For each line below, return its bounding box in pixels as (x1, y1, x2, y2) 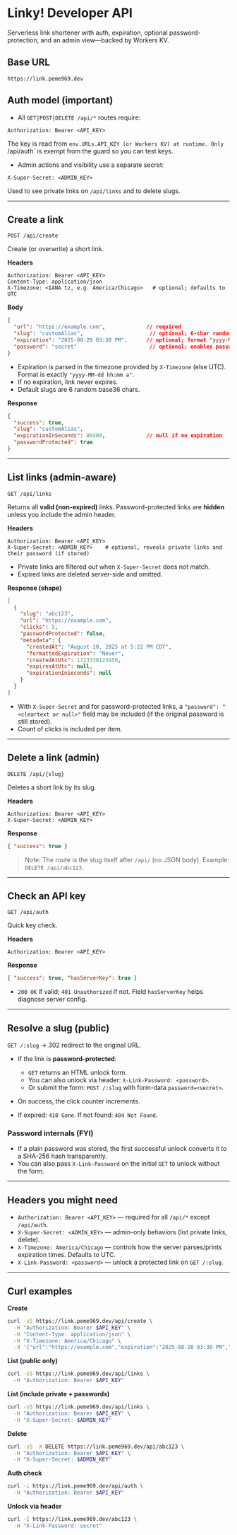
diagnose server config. (17, 995, 87, 1004)
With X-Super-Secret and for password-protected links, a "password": (17, 702, 220, 710)
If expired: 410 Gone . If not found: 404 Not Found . (17, 1111, 158, 1119)
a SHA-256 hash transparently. (17, 1152, 108, 1161)
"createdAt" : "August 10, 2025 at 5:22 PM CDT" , (25, 643, 172, 650)
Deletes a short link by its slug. (7, 783, 97, 792)
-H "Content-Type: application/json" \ (13, 1331, 131, 1338)
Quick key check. (7, 921, 58, 929)
